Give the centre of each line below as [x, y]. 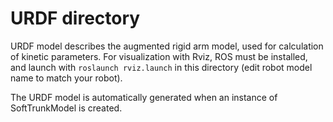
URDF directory [75, 18]
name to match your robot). [66, 78]
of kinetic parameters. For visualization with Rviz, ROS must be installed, [159, 56]
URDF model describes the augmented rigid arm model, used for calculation [167, 46]
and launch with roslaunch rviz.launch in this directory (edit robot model [161, 67]
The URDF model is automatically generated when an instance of [144, 97]
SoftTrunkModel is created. [66, 108]
